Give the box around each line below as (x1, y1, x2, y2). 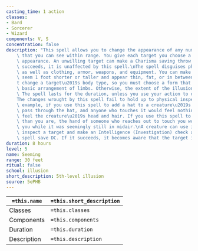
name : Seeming (6, 151, 41, 157)
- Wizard (6, 31, 28, 37)
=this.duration (50, 226, 93, 233)
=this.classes (50, 207, 90, 213)
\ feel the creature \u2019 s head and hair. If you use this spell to (16, 113, 192, 119)
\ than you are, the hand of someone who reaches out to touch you (16, 119, 186, 125)
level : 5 (6, 146, 28, 152)
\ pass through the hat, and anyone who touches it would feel (16, 107, 176, 113)
